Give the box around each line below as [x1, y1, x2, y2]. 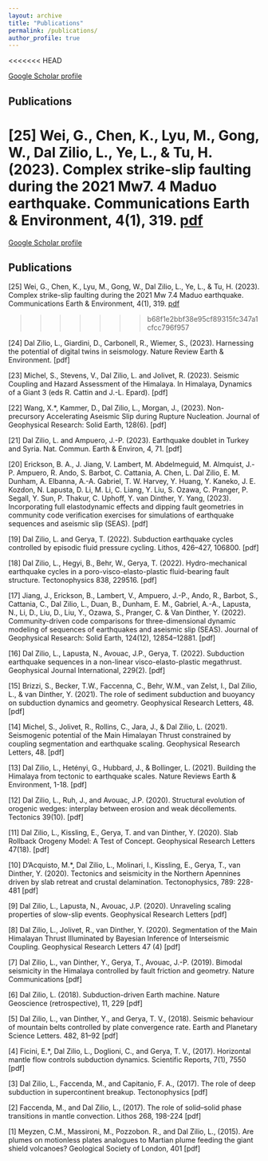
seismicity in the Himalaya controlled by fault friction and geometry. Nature [8, 966, 255, 976]
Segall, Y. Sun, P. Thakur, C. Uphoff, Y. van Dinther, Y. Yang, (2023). [8, 493, 231, 503]
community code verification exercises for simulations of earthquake [8, 510, 235, 520]
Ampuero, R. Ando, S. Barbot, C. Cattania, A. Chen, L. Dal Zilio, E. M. [16, 468, 241, 477]
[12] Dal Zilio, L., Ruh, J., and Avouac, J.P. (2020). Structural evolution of [8, 795, 246, 805]
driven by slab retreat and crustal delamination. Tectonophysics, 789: [8, 878, 236, 887]
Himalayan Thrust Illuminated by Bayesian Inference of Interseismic [8, 933, 230, 943]
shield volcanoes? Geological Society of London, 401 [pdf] [8, 1143, 201, 1154]
